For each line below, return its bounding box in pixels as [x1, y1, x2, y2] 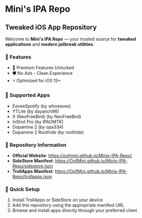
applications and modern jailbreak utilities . [5, 41, 95, 47]
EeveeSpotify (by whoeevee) [12, 103, 71, 109]
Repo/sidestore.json [12, 163, 53, 169]
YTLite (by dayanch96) [12, 108, 59, 114]
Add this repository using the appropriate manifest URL [12, 202, 125, 208]
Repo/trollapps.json [12, 173, 52, 179]
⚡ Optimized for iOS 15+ [12, 78, 61, 84]
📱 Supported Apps [5, 92, 50, 99]
